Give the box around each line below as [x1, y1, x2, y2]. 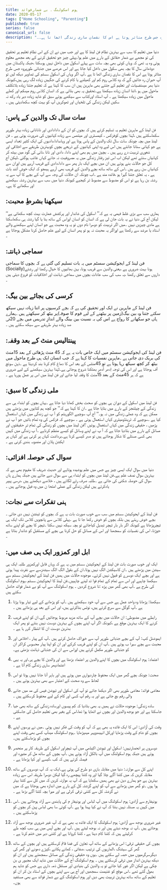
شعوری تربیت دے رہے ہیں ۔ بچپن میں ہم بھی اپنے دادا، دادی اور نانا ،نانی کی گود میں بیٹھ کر [5, 149, 150, 155]
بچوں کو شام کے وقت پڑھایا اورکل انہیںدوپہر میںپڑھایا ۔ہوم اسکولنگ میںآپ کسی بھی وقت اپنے [12, 729, 158, 735]
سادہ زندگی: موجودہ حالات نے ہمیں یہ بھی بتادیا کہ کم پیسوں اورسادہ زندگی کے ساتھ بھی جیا [12, 703, 155, 709]
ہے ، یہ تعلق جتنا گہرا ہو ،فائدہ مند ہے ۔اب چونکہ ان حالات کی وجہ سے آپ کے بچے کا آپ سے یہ [5, 171, 155, 177]
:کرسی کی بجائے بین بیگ [5, 291, 73, 300]
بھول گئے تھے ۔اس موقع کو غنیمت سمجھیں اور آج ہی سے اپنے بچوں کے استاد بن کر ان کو [12, 868, 154, 874]
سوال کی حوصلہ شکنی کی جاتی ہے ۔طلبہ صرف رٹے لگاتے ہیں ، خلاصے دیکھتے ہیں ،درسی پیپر [5, 477, 152, 483]
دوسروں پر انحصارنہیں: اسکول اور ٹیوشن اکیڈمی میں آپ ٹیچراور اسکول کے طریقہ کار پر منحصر [12, 745, 158, 751]
